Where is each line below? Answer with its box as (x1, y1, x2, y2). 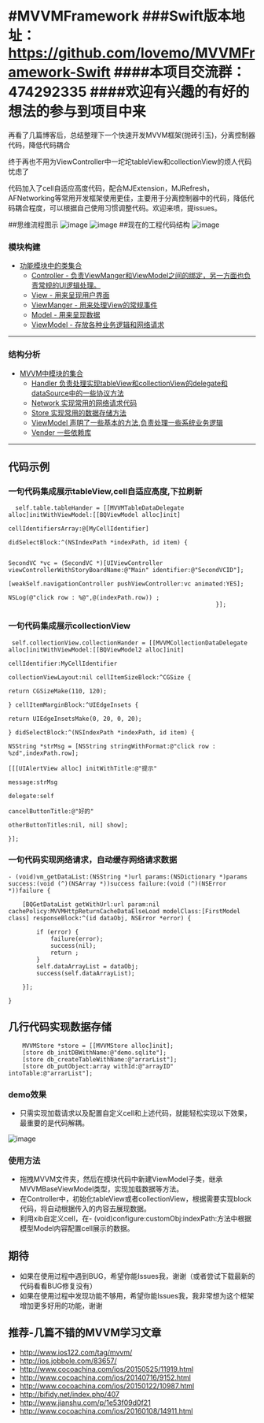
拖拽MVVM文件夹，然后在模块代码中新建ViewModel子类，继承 (19, 1175, 223, 1184)
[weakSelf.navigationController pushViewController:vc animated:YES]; (8, 580, 244, 588)
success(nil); (49, 942, 97, 949)
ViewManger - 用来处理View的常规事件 (31, 300, 158, 310)
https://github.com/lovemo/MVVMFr (8, 44, 255, 62)
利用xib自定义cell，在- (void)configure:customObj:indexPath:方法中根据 (19, 1214, 252, 1224)
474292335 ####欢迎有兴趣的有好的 (8, 84, 250, 101)
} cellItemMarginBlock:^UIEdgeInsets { (8, 700, 139, 709)
